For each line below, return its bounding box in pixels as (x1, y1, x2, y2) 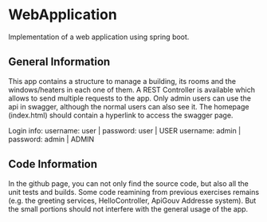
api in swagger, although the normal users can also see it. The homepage (8, 101, 249, 111)
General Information (8, 55, 111, 69)
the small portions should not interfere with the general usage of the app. (8, 204, 249, 213)
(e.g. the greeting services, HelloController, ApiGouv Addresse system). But (8, 196, 257, 205)
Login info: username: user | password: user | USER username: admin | (8, 125, 241, 135)
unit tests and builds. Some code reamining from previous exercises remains (8, 187, 260, 196)
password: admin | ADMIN (8, 134, 95, 144)
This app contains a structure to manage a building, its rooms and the (8, 76, 237, 85)
